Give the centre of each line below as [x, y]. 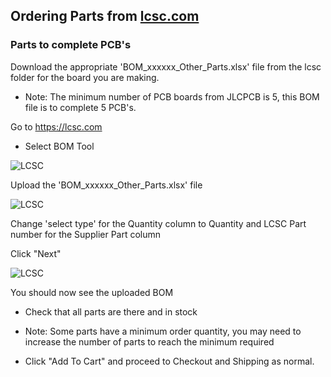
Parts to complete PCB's [71, 45]
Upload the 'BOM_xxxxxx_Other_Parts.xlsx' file [106, 185]
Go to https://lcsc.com [56, 126]
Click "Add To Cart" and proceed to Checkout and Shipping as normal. [169, 361]
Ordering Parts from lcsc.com [105, 16]
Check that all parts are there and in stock [111, 311]
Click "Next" [36, 253]
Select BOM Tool [59, 146]
